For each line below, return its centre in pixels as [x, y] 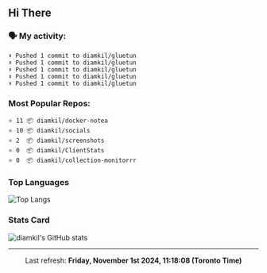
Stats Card [29, 220]
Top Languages [39, 182]
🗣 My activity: [37, 37]
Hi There [30, 13]
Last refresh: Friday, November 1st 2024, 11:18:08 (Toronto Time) [133, 260]
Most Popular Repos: [50, 103]
